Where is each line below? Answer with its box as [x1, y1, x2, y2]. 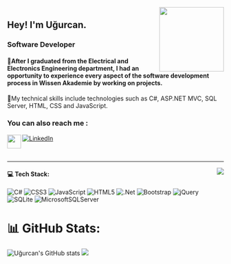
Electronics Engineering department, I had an [7, 64, 140, 72]
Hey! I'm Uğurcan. [7, 19, 87, 31]
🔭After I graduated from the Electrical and [7, 56, 129, 65]
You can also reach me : [7, 118, 88, 128]
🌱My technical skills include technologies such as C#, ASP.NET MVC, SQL [7, 94, 217, 102]
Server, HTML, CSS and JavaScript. [7, 101, 108, 109]
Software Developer [7, 40, 76, 49]
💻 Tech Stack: [7, 170, 50, 178]
